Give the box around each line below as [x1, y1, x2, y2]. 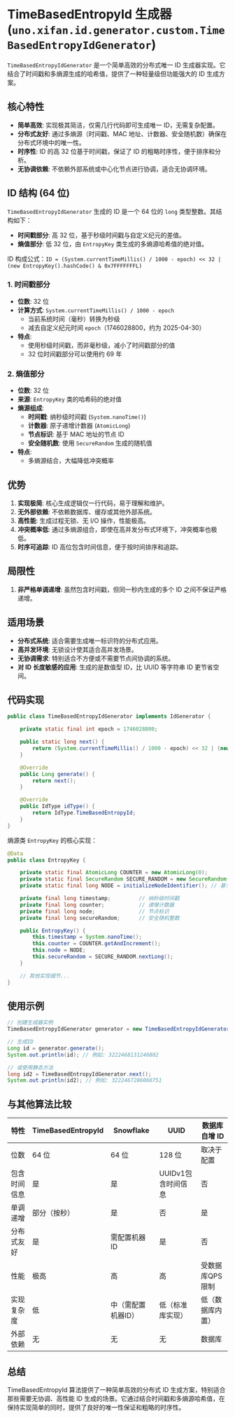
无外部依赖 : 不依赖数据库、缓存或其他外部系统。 [17, 507, 156, 516]
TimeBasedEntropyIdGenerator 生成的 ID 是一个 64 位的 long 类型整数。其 [7, 207, 217, 215]
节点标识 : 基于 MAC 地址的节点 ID [27, 430, 124, 439]
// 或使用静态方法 [7, 1064, 54, 1071]
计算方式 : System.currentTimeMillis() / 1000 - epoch [17, 306, 175, 314]
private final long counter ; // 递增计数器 [20, 901, 175, 909]
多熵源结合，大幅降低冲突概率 [27, 457, 114, 465]
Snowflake [113, 1125, 150, 1135]
